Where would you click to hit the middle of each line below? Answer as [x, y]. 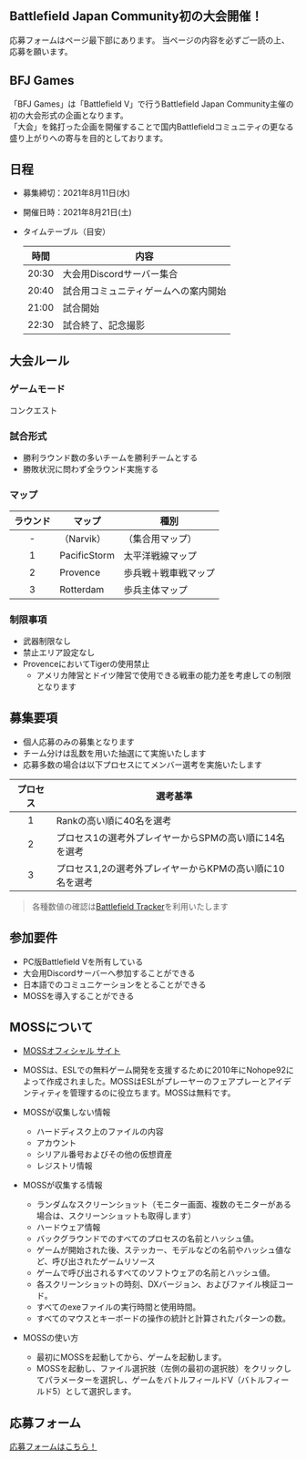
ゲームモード [37, 388]
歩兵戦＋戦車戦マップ [169, 572]
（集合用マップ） [160, 539]
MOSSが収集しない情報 [66, 1112]
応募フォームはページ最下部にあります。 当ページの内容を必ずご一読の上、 [149, 40]
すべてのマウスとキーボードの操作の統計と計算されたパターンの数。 [163, 1319]
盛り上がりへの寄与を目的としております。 [89, 138]
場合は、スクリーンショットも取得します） [116, 1216]
